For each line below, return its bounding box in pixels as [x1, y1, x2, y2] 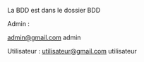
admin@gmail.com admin [7, 33, 81, 42]
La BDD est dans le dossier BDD [7, 6, 101, 14]
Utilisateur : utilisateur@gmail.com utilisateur [7, 47, 137, 55]
